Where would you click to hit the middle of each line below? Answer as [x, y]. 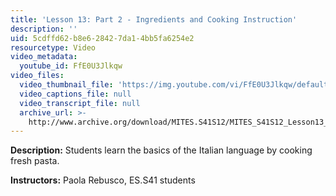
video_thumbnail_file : [66, 85]
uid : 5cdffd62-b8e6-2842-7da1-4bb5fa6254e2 [102, 38]
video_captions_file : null [75, 94]
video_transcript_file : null [80, 103]
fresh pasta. [35, 161]
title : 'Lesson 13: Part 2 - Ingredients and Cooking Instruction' [154, 19]
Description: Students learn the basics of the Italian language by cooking [161, 150]
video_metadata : [44, 57]
